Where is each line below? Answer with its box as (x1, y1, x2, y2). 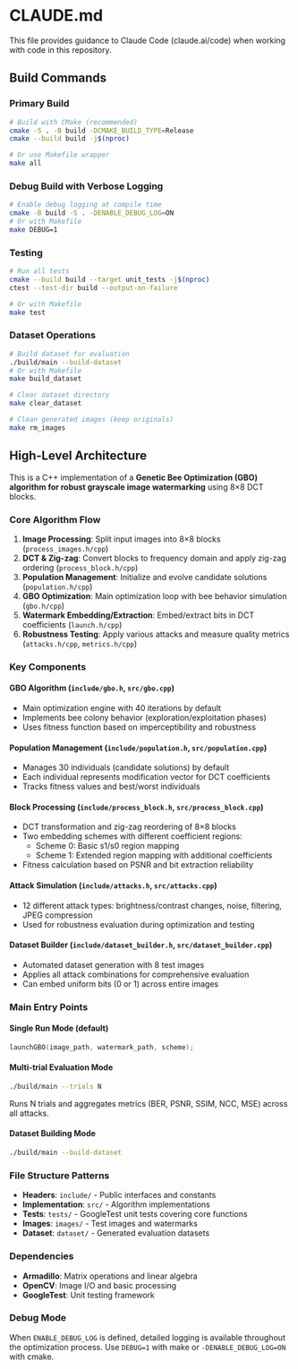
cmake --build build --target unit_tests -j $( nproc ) (9, 275, 210, 284)
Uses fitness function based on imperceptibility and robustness (21, 722, 257, 732)
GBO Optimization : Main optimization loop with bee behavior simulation (21, 590, 287, 601)
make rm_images (9, 423, 66, 432)
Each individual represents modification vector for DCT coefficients (21, 772, 271, 783)
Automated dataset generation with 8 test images (21, 959, 205, 970)
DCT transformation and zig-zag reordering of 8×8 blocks (21, 821, 237, 833)
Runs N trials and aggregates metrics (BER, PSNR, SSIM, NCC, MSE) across (9, 1098, 288, 1108)
